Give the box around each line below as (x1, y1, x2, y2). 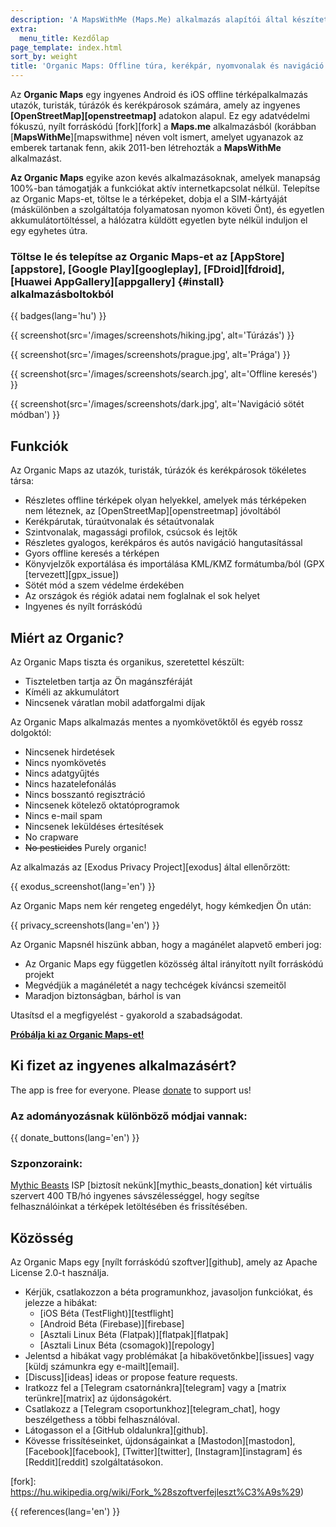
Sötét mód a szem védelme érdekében (24, 579, 185, 591)
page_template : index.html (10, 42, 123, 53)
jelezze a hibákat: (24, 1297, 98, 1309)
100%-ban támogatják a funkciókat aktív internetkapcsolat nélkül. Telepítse (10, 182, 320, 194)
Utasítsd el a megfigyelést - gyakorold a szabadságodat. (10, 1009, 243, 1021)
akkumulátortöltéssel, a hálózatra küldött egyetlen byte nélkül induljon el (10, 214, 308, 226)
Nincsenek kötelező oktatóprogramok (24, 799, 180, 811)
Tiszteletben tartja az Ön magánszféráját (24, 675, 193, 687)
